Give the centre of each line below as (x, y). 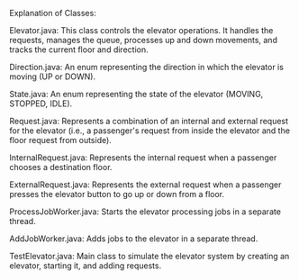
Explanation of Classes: (53, 13)
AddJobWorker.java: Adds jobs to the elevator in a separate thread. (134, 239)
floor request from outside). (61, 140)
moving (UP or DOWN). (53, 77)
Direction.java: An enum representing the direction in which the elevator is (146, 67)
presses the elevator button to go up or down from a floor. (117, 194)
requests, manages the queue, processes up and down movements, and (143, 40)
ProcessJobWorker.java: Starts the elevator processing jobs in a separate (145, 212)
